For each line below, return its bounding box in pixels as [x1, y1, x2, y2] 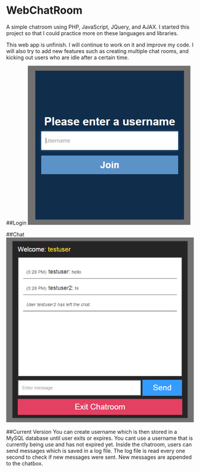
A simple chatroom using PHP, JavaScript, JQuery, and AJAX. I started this [6, 23, 190, 30]
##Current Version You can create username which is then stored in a [6, 428, 177, 436]
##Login [6, 219, 27, 226]
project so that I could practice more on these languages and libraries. [6, 29, 179, 36]
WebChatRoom [6, 4, 83, 17]
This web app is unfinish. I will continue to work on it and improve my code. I [6, 41, 193, 48]
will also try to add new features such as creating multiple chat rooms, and [6, 47, 189, 54]
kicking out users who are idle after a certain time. [6, 54, 129, 61]
